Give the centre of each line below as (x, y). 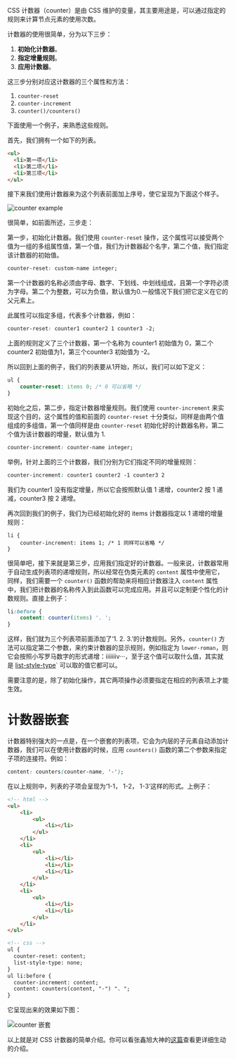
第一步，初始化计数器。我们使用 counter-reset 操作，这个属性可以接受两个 (116, 237)
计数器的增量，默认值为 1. (68, 434)
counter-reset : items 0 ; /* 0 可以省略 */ (81, 387)
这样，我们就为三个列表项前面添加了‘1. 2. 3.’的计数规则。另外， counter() (112, 639)
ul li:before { (29, 976)
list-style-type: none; (48, 963)
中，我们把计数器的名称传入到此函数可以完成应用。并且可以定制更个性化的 (115, 589)
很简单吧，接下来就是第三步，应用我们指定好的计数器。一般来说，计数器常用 (118, 563)
